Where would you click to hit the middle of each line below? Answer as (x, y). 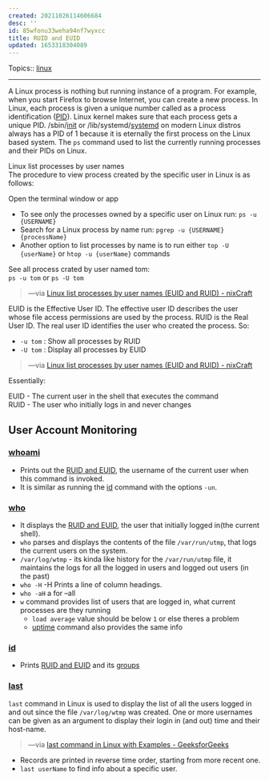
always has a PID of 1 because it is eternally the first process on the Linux (129, 134)
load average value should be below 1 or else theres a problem (135, 619)
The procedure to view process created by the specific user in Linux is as (129, 175)
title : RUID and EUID (44, 38)
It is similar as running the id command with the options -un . (118, 487)
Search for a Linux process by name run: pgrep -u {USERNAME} (122, 230)
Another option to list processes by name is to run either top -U (124, 246)
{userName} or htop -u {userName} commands (95, 254)
